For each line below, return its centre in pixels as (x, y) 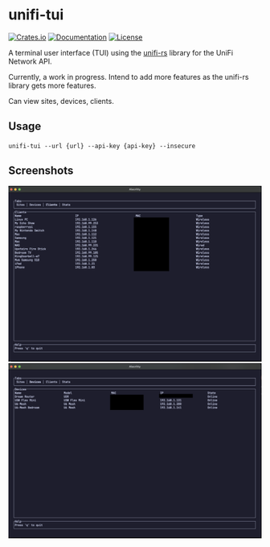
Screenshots (41, 171)
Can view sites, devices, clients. (61, 101)
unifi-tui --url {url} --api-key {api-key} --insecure (102, 146)
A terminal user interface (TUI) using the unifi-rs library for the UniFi (121, 52)
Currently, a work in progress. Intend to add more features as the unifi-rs (129, 77)
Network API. (30, 61)
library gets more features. (52, 85)
